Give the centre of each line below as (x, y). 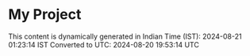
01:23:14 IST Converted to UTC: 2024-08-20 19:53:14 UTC (104, 44)
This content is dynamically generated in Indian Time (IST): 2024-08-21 (125, 36)
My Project (45, 15)
